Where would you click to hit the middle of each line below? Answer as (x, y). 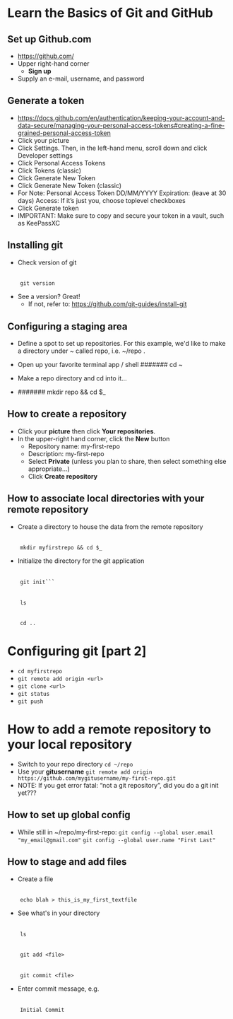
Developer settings (45, 155)
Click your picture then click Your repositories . (86, 431)
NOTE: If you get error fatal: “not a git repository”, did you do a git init (118, 785)
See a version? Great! (49, 297)
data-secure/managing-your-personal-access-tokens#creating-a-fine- (121, 125)
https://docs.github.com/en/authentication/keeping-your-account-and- (121, 117)
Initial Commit (42, 1010)
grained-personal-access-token (64, 133)
